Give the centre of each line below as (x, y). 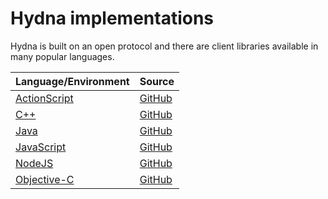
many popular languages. (62, 56)
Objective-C (45, 179)
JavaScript (41, 147)
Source (157, 81)
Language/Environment (72, 81)
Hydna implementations (112, 18)
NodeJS (34, 163)
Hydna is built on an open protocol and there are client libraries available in (164, 46)
